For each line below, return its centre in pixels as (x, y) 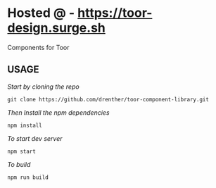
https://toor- (115, 13)
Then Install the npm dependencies (59, 112)
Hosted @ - (41, 13)
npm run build (28, 177)
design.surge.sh (56, 28)
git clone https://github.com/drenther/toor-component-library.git (108, 99)
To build (19, 164)
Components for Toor (38, 47)
